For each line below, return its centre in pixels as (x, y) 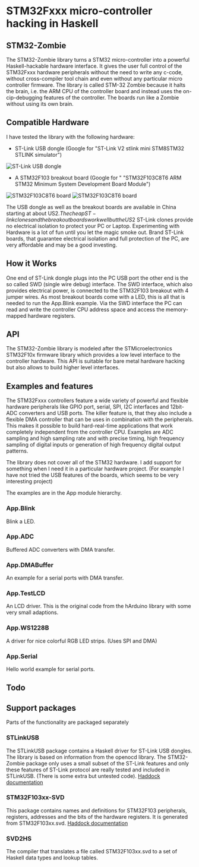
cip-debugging (24, 97)
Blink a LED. (21, 521)
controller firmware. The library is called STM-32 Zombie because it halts (96, 85)
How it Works (31, 263)
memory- (177, 309)
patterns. (17, 451)
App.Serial (22, 656)
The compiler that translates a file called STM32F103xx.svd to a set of (92, 852)
